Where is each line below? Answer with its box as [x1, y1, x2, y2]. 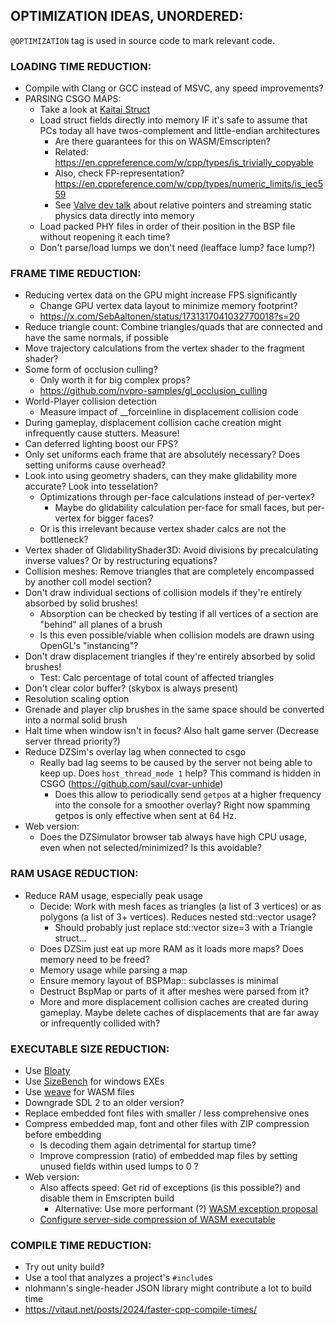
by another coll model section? [24, 576, 152, 588]
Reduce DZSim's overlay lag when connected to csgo [24, 746, 247, 758]
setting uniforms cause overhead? [24, 459, 167, 471]
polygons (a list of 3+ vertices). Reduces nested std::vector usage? [39, 910, 317, 923]
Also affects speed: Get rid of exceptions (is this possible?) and [39, 1182, 301, 1193]
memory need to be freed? [39, 953, 150, 965]
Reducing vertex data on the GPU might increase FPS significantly [24, 289, 298, 301]
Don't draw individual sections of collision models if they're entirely [24, 587, 302, 599]
